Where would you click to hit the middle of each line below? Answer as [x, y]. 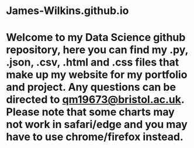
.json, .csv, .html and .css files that [93, 62]
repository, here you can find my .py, [97, 50]
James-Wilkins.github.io [67, 11]
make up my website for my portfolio [97, 75]
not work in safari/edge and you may [97, 125]
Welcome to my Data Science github [96, 38]
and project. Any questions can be [91, 87]
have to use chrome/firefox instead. [95, 137]
